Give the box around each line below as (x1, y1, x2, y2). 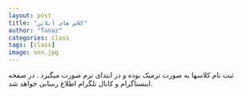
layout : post (8, 11, 52, 20)
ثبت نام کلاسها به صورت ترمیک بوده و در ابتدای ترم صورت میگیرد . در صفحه (8, 71, 234, 79)
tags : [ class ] (8, 41, 56, 49)
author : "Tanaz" (8, 26, 63, 34)
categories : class (8, 33, 70, 42)
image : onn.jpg (8, 48, 59, 56)
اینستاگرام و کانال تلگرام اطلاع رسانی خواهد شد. (8, 79, 153, 88)
